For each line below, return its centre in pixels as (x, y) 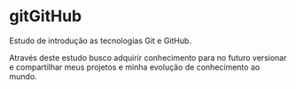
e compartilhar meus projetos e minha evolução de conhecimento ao (135, 67)
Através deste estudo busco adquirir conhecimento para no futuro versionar (148, 57)
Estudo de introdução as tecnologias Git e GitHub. (101, 41)
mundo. (23, 76)
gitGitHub (46, 16)
